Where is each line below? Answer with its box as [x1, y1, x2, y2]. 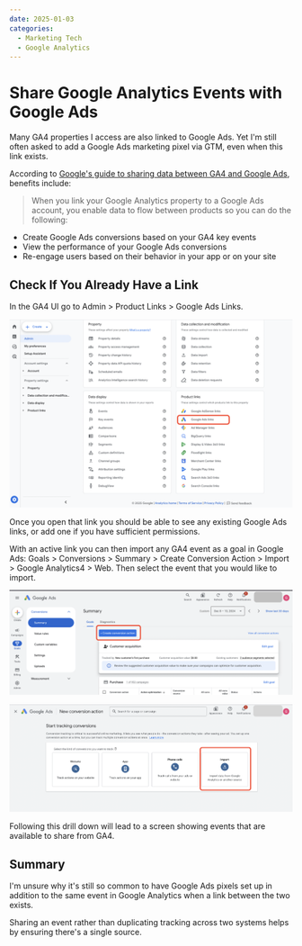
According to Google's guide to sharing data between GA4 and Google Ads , [9, 168, 290, 179]
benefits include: [9, 178, 72, 189]
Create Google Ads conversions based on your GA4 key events [22, 232, 257, 243]
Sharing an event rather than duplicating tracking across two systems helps [9, 917, 289, 928]
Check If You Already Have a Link [9, 277, 200, 293]
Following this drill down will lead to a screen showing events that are [9, 821, 266, 832]
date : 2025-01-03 [9, 14, 75, 23]
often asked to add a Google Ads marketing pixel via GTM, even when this [9, 141, 283, 152]
